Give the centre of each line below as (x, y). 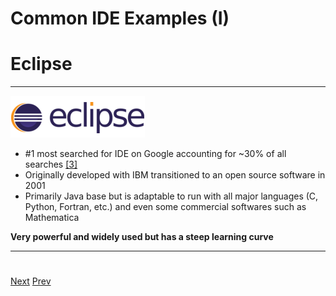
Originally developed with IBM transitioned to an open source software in (175, 175)
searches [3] (51, 164)
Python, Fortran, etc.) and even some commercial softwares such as (165, 207)
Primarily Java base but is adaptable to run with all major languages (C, (171, 196)
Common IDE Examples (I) (120, 18)
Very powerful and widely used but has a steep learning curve (142, 237)
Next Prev (31, 281)
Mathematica (52, 218)
